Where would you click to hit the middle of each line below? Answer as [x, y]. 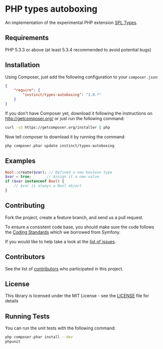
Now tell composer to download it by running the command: [65, 137]
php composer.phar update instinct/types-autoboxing [60, 146]
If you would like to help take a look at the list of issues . [61, 241]
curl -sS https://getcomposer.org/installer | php [58, 127]
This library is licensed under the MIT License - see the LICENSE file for [77, 296]
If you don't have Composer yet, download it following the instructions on [79, 113]
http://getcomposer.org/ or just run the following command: [65, 118]
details [12, 301]
